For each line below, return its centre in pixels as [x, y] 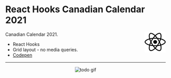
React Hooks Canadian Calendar [75, 9]
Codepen [22, 55]
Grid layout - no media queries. [45, 49]
